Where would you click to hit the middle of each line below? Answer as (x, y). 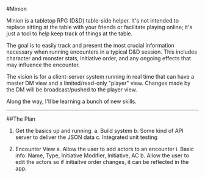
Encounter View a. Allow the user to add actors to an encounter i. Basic (104, 149)
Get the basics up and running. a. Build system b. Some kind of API (99, 131)
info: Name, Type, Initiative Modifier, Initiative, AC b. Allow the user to (102, 155)
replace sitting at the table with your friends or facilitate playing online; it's (99, 27)
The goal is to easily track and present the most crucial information (91, 45)
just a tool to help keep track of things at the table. (70, 34)
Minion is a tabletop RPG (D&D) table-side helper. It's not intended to (92, 20)
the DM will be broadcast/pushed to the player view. (72, 90)
